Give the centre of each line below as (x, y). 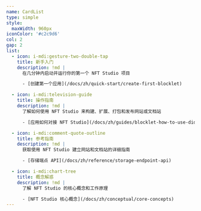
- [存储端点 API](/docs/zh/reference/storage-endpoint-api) (97, 161)
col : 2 (14, 40)
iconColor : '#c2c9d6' (33, 34)
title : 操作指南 (35, 100)
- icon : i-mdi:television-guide (52, 95)
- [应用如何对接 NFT (45, 122)
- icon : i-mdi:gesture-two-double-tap (60, 56)
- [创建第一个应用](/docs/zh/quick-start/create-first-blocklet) (102, 84)
